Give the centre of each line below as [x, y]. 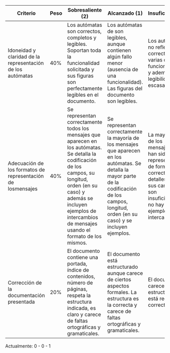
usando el [79, 230]
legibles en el [83, 95]
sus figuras [80, 76]
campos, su [81, 173]
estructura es [123, 298]
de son [115, 31]
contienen [119, 50]
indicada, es [81, 308]
